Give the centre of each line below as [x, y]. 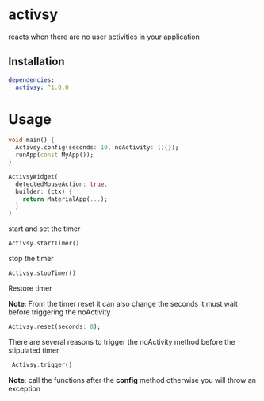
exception [25, 388]
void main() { [32, 141]
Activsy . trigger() [42, 364]
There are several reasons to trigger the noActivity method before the [122, 341]
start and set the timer [44, 229]
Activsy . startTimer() [44, 244]
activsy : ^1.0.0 [42, 87]
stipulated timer [34, 350]
